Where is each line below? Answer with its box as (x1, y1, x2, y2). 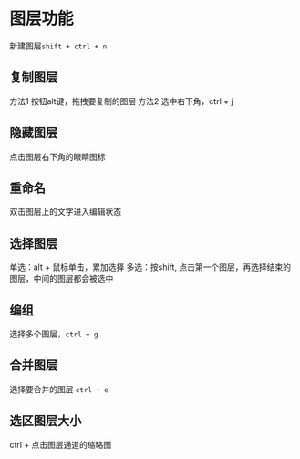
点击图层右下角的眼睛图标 (9, 151, 106, 162)
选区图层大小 (9, 413, 82, 429)
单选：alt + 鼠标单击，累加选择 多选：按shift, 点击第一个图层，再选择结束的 (9, 262, 292, 272)
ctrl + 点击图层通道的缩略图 (9, 439, 112, 450)
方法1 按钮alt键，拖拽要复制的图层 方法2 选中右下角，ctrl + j (9, 95, 234, 106)
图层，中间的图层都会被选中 (9, 273, 114, 284)
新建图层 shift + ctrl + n (9, 40, 108, 51)
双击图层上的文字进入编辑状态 (9, 207, 121, 218)
